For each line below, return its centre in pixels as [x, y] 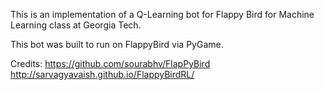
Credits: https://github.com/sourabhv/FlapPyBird [110, 63]
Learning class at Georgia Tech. [76, 25]
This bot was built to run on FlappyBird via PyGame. [117, 44]
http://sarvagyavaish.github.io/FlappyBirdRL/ [102, 74]
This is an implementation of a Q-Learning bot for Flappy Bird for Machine [162, 14]
